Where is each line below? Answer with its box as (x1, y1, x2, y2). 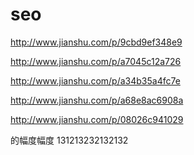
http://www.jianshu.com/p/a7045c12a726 (10, 55, 182, 67)
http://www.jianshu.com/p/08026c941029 (10, 113, 184, 125)
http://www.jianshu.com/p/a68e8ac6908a (10, 94, 184, 106)
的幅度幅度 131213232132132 (10, 134, 129, 146)
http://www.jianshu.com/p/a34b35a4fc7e (10, 74, 181, 87)
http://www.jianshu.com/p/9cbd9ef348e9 (10, 36, 183, 48)
